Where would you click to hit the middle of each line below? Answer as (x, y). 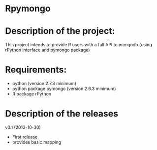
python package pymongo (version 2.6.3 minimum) (64, 89)
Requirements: (36, 70)
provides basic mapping (37, 142)
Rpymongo (28, 9)
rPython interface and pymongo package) (47, 50)
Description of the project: (60, 31)
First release (25, 137)
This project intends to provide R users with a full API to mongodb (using (79, 45)
